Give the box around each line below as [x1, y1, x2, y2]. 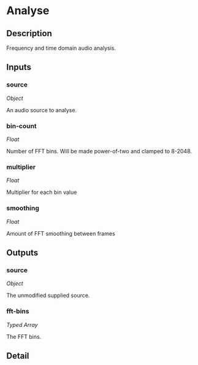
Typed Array [6, 321, 38, 328]
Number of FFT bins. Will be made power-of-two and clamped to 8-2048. [6, 147, 192, 155]
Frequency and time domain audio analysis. [6, 44, 116, 52]
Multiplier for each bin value [6, 188, 77, 196]
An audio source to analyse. [6, 106, 77, 113]
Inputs [6, 62, 32, 72]
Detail [6, 350, 29, 361]
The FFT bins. [6, 332, 42, 340]
